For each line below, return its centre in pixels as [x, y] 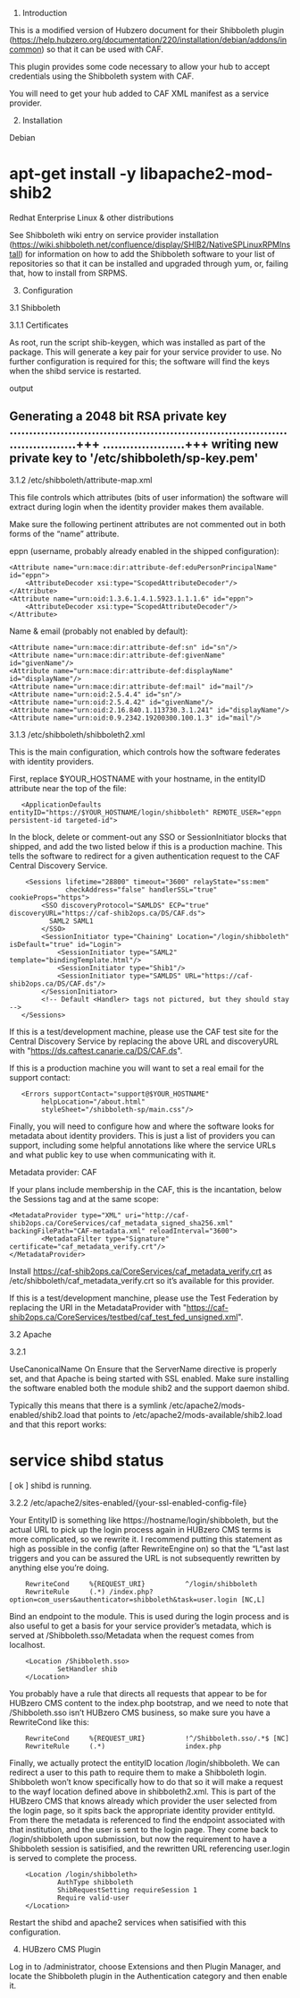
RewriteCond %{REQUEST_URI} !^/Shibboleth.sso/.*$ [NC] [158, 1738]
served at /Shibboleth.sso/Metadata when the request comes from [132, 1635]
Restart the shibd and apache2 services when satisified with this [128, 1922]
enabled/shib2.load [45, 1414]
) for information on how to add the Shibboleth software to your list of [147, 253]
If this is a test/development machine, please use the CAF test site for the [144, 1031]
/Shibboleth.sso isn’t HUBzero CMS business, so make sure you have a [140, 1712]
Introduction [45, 13]
